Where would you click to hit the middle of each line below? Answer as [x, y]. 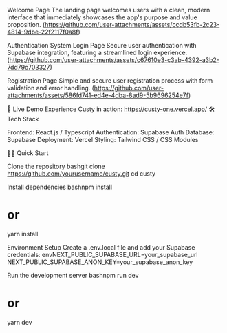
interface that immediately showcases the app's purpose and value [102, 17]
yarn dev [20, 322]
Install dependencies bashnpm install [60, 187]
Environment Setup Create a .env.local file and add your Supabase [101, 247]
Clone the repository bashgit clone [56, 166]
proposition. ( [26, 24]
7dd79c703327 [29, 67]
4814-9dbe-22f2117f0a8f [43, 32]
